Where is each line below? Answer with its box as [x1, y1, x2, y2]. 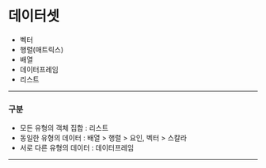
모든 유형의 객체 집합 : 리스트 [19, 124, 109, 133]
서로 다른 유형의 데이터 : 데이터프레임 [19, 143, 135, 153]
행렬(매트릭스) [19, 44, 64, 54]
